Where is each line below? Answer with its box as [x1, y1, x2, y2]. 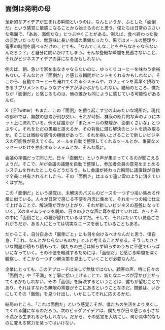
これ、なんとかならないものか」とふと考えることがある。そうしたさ [15, 237, 154, 243]
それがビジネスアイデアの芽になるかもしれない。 [5, 56, 104, 62]
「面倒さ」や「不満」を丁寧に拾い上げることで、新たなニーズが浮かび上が [5, 272, 156, 278]
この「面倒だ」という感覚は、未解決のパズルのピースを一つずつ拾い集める [5, 190, 156, 196]
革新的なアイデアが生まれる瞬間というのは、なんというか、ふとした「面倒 [5, 19, 156, 25]
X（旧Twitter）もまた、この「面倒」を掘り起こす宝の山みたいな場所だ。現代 [5, 107, 160, 113]
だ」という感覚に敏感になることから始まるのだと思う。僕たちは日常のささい [5, 25, 161, 31]
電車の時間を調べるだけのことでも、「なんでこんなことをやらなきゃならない [5, 43, 158, 49]
